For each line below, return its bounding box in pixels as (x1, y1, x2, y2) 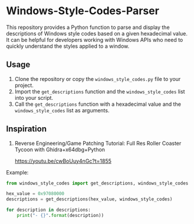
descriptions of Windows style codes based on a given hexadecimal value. (6, 30, 188, 37)
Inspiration (6, 124, 47, 134)
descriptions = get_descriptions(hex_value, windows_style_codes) (6, 196, 173, 202)
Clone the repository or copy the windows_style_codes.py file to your (14, 75, 181, 82)
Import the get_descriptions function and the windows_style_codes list (14, 87, 185, 95)
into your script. (14, 94, 54, 101)
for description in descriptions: (6, 207, 91, 213)
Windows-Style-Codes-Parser (6, 4, 159, 18)
